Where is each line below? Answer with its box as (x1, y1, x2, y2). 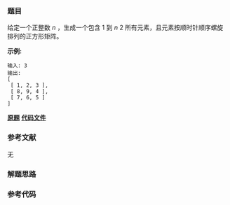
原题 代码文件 (7, 113, 46, 122)
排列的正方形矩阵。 (7, 32, 63, 41)
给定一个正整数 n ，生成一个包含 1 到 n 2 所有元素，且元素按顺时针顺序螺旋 (7, 23, 224, 32)
